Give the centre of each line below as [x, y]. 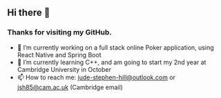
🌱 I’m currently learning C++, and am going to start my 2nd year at [112, 62]
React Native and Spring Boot [59, 55]
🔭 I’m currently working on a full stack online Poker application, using [115, 47]
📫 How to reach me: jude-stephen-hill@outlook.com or [96, 77]
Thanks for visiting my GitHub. [59, 32]
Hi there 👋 [29, 13]
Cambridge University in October [64, 69]
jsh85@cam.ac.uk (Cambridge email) [70, 87]
